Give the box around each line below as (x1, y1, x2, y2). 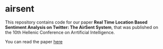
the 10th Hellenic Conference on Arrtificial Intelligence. (5, 29, 115, 35)
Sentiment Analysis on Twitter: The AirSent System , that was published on (5, 24, 159, 30)
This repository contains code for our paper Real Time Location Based (5, 19, 148, 25)
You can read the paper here (5, 38, 63, 44)
